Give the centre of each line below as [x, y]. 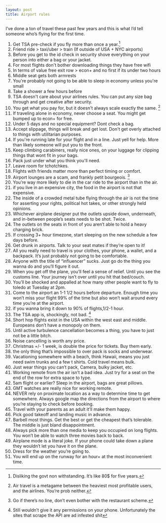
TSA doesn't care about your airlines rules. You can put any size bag [82, 96]
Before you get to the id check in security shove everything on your [81, 54]
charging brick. [28, 230]
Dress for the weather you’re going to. [51, 451]
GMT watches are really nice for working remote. [62, 388]
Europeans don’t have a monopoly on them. [57, 325]
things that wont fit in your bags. [46, 155]
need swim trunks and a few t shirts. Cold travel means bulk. [74, 362]
